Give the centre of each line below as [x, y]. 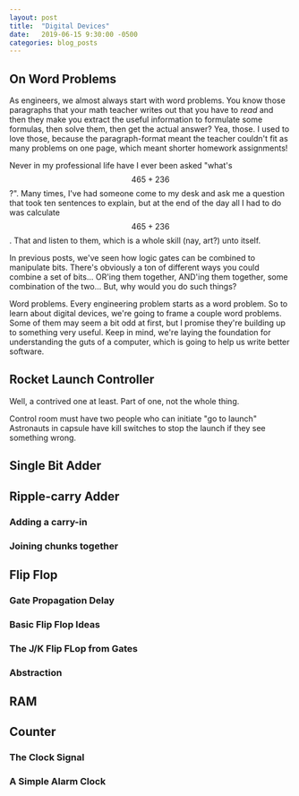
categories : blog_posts [54, 43]
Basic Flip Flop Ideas [55, 624]
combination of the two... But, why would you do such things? [123, 287]
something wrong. [43, 437]
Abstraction [36, 672]
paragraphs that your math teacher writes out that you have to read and [141, 110]
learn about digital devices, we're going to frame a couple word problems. [145, 314]
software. [27, 351]
